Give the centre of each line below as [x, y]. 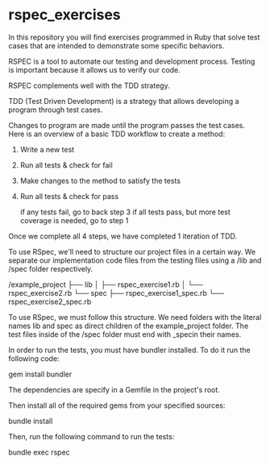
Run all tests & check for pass [69, 196]
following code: [34, 358]
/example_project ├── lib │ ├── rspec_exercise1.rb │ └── [106, 284]
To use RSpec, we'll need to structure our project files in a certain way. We [132, 251]
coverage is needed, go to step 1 [74, 220]
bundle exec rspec [39, 452]
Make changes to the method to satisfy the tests [100, 181]
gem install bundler [40, 374]
